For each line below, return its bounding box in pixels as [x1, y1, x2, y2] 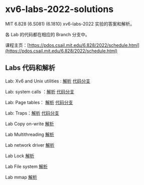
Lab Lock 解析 [5, 152, 35, 159]
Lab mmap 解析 [5, 174, 38, 180]
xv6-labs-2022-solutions [5, 4, 114, 15]
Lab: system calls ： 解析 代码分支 [5, 88, 74, 95]
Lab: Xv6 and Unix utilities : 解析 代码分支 [5, 78, 91, 84]
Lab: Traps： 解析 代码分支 [5, 110, 59, 116]
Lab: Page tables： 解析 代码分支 [5, 99, 73, 105]
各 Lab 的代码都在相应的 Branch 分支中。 [5, 31, 90, 37]
